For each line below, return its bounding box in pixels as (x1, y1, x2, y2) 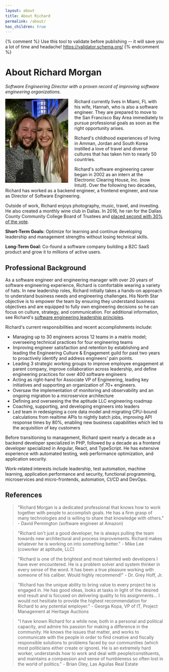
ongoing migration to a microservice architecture (12, 393, 114, 399)
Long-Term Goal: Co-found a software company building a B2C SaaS (5, 244, 149, 250)
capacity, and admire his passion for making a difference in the (17, 623, 148, 629)
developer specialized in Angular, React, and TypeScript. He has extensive (5, 445, 159, 451)
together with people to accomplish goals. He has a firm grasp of (17, 509, 152, 515)
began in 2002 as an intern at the (74, 172, 143, 178)
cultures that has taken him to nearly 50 (74, 151, 157, 157)
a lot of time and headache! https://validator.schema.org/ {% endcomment (5, 44, 159, 50)
